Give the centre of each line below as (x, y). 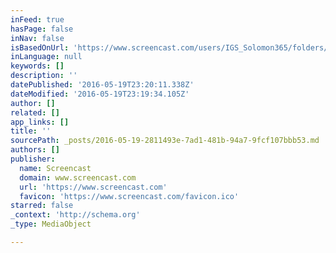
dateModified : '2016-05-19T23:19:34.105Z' (100, 94)
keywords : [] (37, 66)
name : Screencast (55, 168)
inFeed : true (37, 19)
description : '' (44, 76)
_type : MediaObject (51, 224)
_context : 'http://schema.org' (75, 215)
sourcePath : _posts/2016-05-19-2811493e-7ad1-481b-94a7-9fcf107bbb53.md (165, 141)
